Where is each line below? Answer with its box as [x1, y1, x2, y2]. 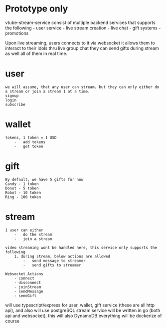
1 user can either [5, 227, 43, 232]
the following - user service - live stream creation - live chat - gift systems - [5, 24, 161, 30]
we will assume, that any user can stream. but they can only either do [5, 84, 160, 89]
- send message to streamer [23, 258, 86, 263]
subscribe [5, 102, 26, 107]
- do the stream [14, 232, 52, 237]
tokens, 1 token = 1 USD [5, 135, 57, 140]
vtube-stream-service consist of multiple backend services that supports [5, 19, 156, 25]
